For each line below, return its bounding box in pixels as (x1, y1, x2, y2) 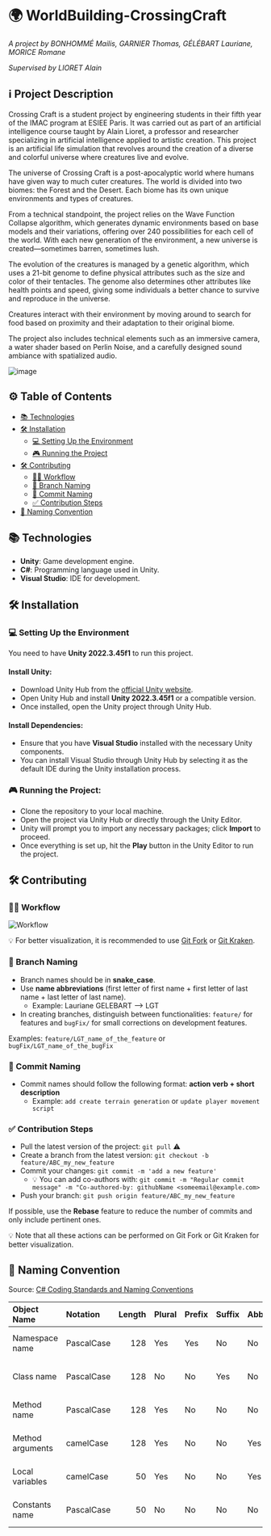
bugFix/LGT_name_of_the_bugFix (8, 1042, 114, 1050)
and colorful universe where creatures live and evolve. (8, 152, 190, 162)
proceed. (19, 831, 51, 841)
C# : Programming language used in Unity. (19, 565, 160, 574)
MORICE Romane (8, 47, 66, 57)
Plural (154, 1309, 177, 1320)
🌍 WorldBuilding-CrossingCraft (8, 6, 227, 25)
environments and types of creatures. (8, 193, 134, 203)
